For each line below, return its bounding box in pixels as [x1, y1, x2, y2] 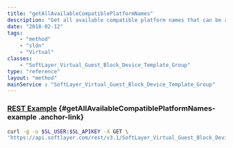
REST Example [7, 104, 58, 113]
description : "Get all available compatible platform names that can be [7, 17, 222, 24]
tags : [7, 29, 23, 37]
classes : [7, 55, 33, 62]
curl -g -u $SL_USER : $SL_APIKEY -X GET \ [7, 128, 129, 135]
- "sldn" [19, 42, 45, 49]
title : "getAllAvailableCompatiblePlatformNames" [7, 10, 154, 17]
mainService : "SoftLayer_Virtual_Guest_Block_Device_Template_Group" [7, 81, 216, 88]
